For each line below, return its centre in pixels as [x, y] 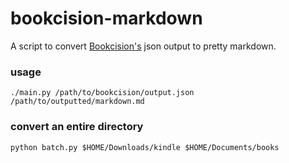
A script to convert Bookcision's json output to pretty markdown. [143, 46]
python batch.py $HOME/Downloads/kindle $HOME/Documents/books [145, 147]
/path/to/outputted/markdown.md [77, 102]
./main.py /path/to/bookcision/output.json [102, 93]
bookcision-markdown [106, 18]
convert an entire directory [77, 127]
